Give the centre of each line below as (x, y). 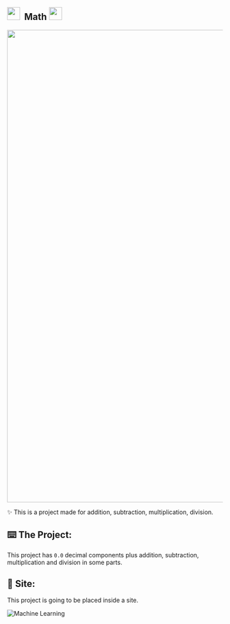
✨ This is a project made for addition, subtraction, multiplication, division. (110, 512)
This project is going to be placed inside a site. (73, 600)
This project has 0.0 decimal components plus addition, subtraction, (103, 555)
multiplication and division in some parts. (65, 562)
